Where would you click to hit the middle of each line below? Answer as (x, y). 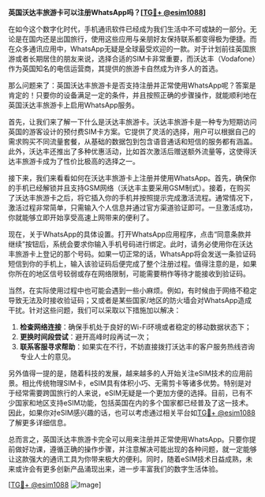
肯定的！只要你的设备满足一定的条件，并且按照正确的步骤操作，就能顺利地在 (132, 95)
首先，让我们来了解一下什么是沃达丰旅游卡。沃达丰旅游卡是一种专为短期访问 (132, 122)
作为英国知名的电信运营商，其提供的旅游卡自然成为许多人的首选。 (115, 69)
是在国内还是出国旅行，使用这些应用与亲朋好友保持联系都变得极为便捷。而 (136, 39)
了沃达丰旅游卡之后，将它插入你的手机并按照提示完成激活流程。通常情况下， (132, 198)
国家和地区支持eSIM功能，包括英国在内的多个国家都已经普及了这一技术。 (134, 403)
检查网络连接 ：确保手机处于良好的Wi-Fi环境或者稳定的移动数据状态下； (136, 327)
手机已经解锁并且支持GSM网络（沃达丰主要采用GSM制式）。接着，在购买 (132, 188)
